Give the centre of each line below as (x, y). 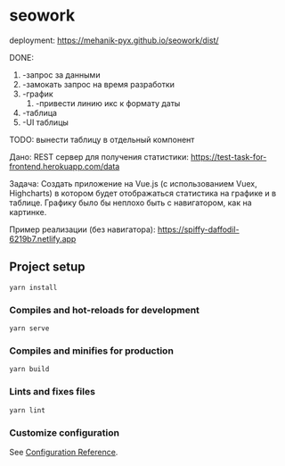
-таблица (40, 112)
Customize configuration (65, 432)
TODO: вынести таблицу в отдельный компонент (102, 139)
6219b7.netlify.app (43, 238)
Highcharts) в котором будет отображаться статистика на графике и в (143, 193)
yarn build (29, 370)
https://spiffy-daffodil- (198, 229)
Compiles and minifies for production (91, 351)
